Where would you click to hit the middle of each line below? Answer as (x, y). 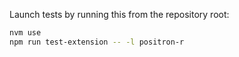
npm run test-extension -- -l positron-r (97, 42)
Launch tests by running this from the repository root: (119, 14)
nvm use (25, 33)
